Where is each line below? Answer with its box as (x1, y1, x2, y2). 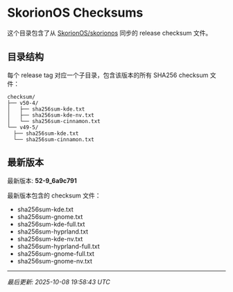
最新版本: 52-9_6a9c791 (7, 176, 78, 185)
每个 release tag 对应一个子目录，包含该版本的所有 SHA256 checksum (7, 71, 209, 79)
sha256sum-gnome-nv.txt (17, 257, 92, 265)
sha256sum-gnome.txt (17, 212, 83, 220)
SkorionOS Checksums (7, 5, 144, 21)
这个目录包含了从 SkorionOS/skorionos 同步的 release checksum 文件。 (7, 29, 212, 37)
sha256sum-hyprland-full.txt (17, 242, 101, 250)
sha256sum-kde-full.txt (17, 220, 85, 228)
